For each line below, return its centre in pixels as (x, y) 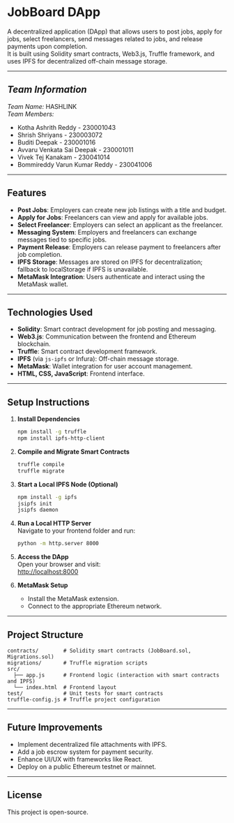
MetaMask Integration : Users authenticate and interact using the (111, 276)
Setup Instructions (48, 402)
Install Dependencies (48, 419)
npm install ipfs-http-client (61, 438)
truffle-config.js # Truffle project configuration (84, 699)
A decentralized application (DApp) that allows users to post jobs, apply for (115, 31)
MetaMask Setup (42, 585)
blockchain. (34, 344)
